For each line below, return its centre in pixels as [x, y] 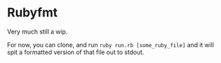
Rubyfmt [33, 13]
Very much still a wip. [37, 32]
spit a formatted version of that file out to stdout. [76, 52]
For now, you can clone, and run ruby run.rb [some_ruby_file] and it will [110, 45]
